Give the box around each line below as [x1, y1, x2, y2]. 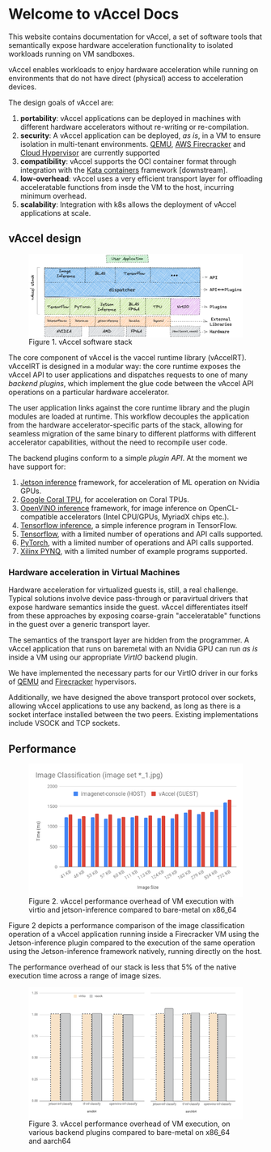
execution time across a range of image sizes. [8, 971, 162, 981]
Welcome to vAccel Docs [8, 5, 180, 24]
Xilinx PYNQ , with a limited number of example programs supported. [19, 546, 248, 556]
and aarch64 [28, 1136, 71, 1146]
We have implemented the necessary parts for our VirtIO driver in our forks [8, 668, 259, 678]
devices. [8, 82, 37, 92]
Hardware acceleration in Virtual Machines [8, 566, 180, 578]
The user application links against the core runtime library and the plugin [8, 402, 251, 412]
